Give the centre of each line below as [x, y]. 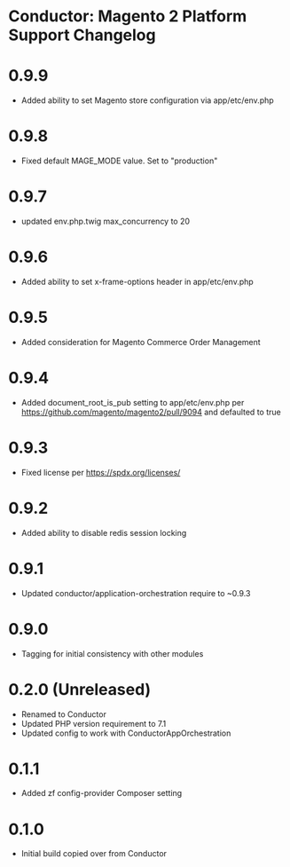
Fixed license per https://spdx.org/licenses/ [101, 472]
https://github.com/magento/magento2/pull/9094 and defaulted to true [151, 412]
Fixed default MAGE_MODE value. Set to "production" [119, 161]
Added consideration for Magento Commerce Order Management [141, 342]
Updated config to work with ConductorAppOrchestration [126, 733]
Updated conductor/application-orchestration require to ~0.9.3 [136, 593]
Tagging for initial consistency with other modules [112, 653]
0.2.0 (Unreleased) [80, 689]
